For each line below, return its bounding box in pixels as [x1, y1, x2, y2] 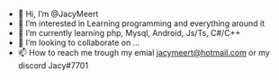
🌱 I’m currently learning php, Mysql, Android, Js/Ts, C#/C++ [17, 28, 241, 38]
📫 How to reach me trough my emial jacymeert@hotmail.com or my [17, 48, 270, 58]
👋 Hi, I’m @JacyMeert [17, 9, 99, 19]
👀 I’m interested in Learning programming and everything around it [17, 18, 265, 29]
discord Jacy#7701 [17, 60, 88, 71]
